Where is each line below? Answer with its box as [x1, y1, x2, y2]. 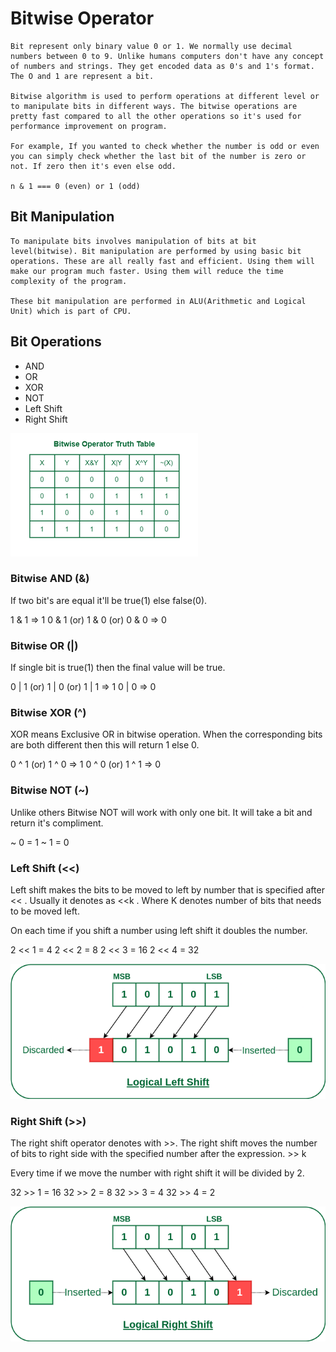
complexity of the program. [10, 276, 128, 286]
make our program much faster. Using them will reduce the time [10, 266, 284, 276]
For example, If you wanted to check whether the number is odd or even [10, 141, 320, 151]
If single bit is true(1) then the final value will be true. [10, 662, 226, 674]
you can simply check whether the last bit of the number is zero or [10, 151, 307, 161]
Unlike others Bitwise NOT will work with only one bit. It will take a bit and [10, 806, 313, 818]
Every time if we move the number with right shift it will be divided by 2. [10, 1167, 305, 1179]
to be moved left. [10, 905, 80, 917]
